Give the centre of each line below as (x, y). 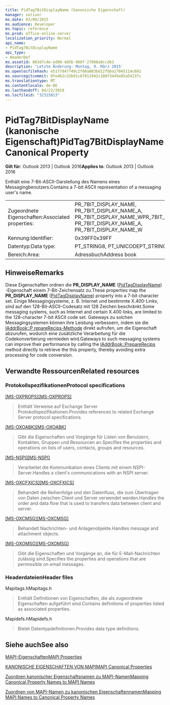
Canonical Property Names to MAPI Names (50, 682)
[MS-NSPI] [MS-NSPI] (28, 457)
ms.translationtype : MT (30, 81)
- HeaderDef (18, 57)
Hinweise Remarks (35, 273)
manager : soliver (24, 15)
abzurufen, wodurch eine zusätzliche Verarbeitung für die (65, 334)
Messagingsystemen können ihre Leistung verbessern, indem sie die (77, 323)
